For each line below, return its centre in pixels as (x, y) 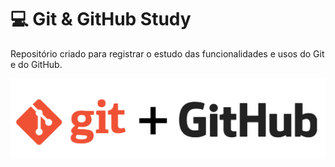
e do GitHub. (36, 64)
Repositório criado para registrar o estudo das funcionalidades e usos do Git (167, 53)
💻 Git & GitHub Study (101, 19)
